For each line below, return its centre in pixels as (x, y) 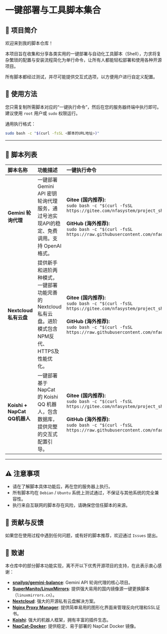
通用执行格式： (20, 124)
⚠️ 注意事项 (22, 474)
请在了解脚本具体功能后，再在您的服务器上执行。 (62, 486)
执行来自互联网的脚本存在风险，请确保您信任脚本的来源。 (71, 505)
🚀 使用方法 (21, 94)
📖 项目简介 (21, 30)
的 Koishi (48, 397)
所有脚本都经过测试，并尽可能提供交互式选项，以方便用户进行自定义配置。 (81, 77)
